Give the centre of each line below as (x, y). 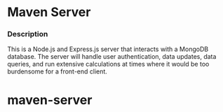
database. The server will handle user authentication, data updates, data (112, 57)
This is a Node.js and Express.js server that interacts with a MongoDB (108, 49)
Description (28, 34)
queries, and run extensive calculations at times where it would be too (108, 64)
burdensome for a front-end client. (57, 71)
